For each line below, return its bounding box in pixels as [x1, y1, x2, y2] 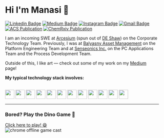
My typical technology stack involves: [5, 75, 84, 80]
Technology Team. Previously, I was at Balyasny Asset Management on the [5, 40, 156, 46]
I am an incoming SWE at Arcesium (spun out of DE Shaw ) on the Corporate [5, 35, 158, 41]
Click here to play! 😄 [5, 122, 47, 128]
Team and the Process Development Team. [5, 51, 92, 57]
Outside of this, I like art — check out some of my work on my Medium [5, 60, 147, 66]
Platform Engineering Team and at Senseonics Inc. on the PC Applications [5, 45, 154, 51]
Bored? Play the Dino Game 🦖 [5, 111, 76, 118]
